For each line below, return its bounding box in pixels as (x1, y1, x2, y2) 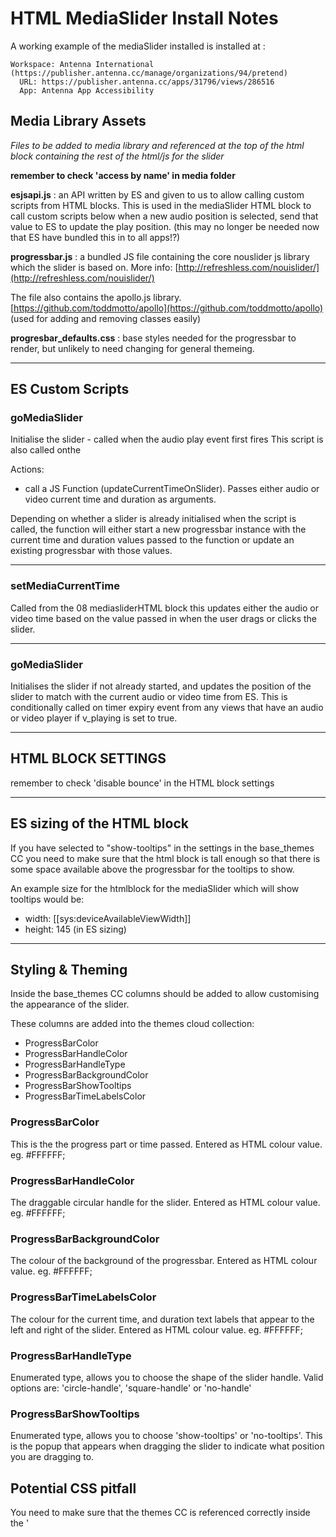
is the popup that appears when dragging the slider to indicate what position (10, 1440, 325, 1452)
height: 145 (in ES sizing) (24, 923, 127, 935)
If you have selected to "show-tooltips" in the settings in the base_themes (10, 842, 315, 854)
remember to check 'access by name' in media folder (10, 169, 236, 181)
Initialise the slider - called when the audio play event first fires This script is (10, 433, 324, 446)
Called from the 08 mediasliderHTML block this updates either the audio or (10, 602, 319, 614)
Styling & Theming (10, 962, 128, 979)
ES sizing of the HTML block (10, 815, 189, 832)
